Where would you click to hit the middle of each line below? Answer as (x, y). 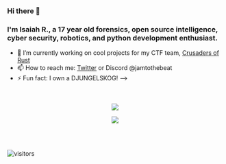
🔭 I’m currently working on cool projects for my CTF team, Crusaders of (118, 53)
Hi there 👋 (24, 11)
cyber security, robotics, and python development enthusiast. (112, 38)
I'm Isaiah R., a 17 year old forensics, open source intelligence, (112, 29)
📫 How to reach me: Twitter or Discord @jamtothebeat (95, 68)
